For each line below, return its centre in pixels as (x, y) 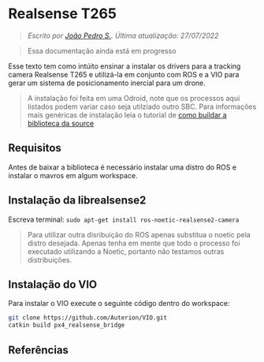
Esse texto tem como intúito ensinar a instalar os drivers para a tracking (125, 66)
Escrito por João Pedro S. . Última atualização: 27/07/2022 (123, 35)
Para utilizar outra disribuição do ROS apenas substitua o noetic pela (139, 234)
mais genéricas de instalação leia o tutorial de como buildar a (127, 114)
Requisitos (35, 148)
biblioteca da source (61, 123)
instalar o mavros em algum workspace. (73, 175)
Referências (39, 350)
